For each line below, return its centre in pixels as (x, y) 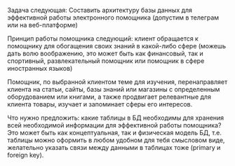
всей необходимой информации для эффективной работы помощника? (114, 125)
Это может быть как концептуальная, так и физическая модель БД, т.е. (115, 133)
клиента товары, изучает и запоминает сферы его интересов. (100, 104)
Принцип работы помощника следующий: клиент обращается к (103, 39)
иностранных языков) (40, 68)
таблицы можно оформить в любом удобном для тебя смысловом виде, (116, 140)
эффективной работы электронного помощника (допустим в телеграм (113, 18)
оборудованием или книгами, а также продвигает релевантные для (109, 97)
